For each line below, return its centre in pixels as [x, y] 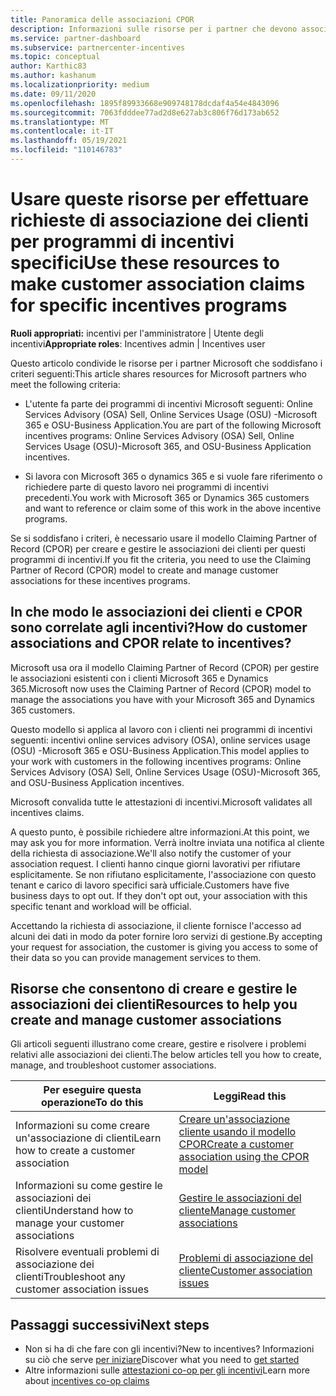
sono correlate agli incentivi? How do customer [159, 627]
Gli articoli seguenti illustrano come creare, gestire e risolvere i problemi [158, 1044]
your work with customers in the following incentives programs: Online [156, 761]
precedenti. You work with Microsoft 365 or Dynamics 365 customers [167, 497]
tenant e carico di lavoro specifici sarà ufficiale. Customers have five [150, 885]
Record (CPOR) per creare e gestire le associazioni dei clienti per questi [158, 548]
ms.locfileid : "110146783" [66, 150]
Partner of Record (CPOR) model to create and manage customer [144, 570]
